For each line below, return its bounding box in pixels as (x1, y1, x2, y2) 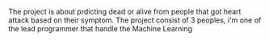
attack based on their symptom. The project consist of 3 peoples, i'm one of (8, 15, 262, 25)
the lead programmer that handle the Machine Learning (8, 24, 192, 33)
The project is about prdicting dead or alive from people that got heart (8, 7, 242, 16)
